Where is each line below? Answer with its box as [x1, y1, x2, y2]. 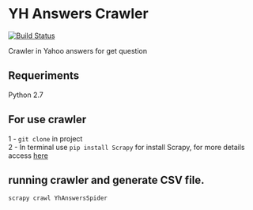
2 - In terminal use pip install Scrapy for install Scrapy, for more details [8, 142, 245, 152]
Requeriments [8, 69, 80, 83]
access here [8, 151, 49, 160]
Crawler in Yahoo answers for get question [8, 46, 148, 55]
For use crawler [8, 113, 87, 126]
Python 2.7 [8, 90, 43, 99]
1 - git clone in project [8, 133, 83, 143]
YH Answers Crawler [8, 5, 149, 23]
